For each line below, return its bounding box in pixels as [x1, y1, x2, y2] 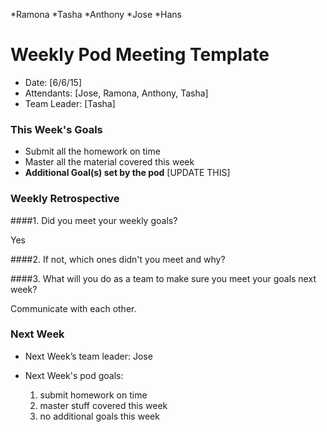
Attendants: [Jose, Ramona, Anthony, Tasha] [24, 87, 209, 99]
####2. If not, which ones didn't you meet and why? [10, 253, 226, 265]
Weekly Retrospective [10, 192, 120, 206]
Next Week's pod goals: [24, 369, 124, 381]
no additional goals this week [39, 410, 160, 422]
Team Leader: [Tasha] [24, 97, 116, 109]
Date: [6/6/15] [24, 76, 83, 88]
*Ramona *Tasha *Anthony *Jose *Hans [10, 9, 182, 20]
